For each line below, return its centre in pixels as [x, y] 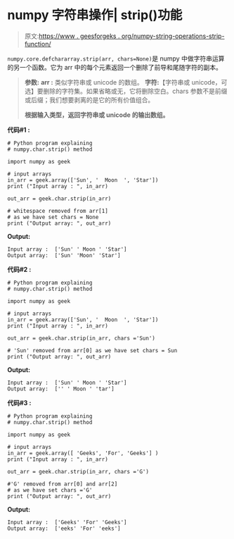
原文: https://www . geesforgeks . [72, 36]
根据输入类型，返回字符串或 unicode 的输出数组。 [97, 115]
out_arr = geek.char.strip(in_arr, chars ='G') [78, 471]
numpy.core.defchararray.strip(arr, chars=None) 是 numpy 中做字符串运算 [116, 58]
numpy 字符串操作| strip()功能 [95, 15]
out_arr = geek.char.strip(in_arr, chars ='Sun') [82, 338]
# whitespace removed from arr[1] [58, 211]
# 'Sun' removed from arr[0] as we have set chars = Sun [92, 350]
